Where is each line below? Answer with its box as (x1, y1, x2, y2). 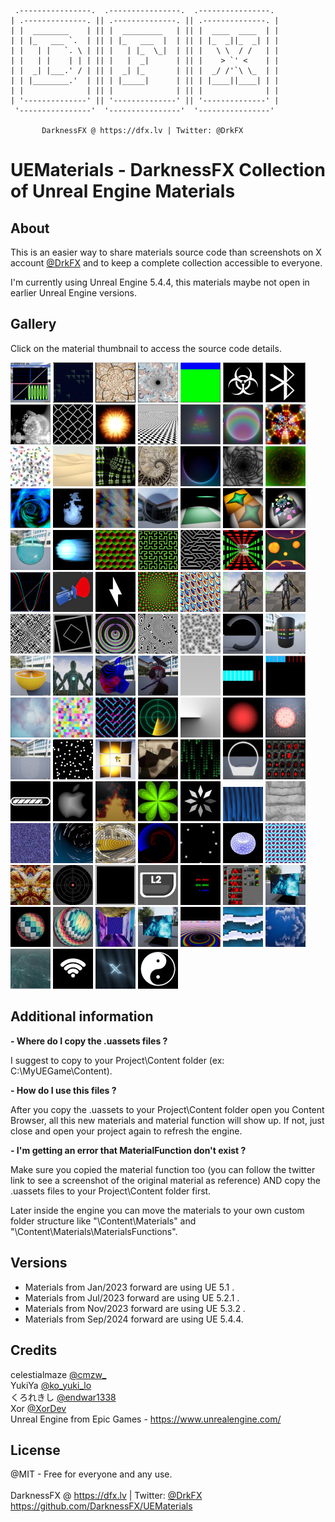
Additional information (10, 1008, 154, 1025)
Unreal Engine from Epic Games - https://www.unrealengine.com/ (10, 1413, 282, 1425)
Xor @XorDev (10, 1402, 67, 1414)
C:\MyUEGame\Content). (10, 1065, 113, 1077)
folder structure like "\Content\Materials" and (10, 1215, 197, 1227)
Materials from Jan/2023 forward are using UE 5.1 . (24, 1281, 235, 1293)
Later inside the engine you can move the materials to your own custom (10, 1204, 305, 1216)
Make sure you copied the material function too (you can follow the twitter (10, 1163, 316, 1175)
